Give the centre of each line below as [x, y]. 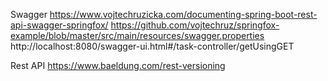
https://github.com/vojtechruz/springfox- [195, 25]
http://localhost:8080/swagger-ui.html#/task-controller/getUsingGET [152, 46]
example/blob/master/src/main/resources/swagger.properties [137, 35]
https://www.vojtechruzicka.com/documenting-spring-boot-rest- [183, 14]
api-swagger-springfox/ [59, 25]
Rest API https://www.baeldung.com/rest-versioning [118, 65]
